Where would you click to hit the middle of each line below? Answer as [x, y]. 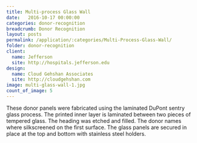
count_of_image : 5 [29, 91]
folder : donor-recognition [40, 46]
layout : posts [24, 35]
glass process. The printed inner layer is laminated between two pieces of [98, 114]
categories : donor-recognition [46, 23]
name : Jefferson [32, 57]
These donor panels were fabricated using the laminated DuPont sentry [95, 108]
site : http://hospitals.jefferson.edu [61, 62]
